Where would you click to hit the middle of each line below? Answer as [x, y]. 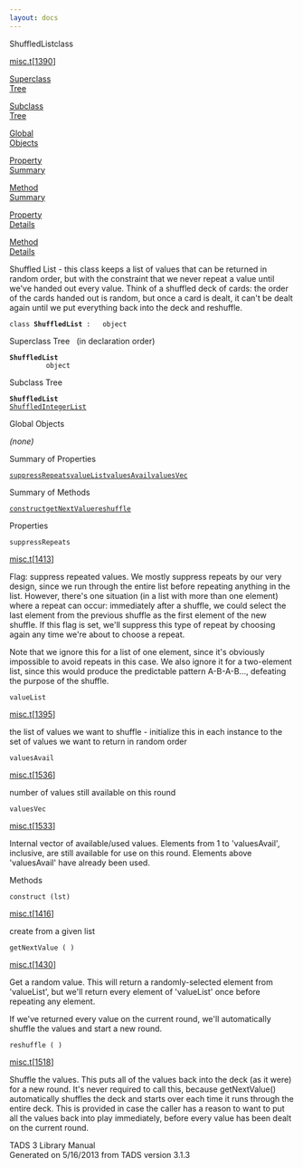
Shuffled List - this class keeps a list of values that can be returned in [138, 269]
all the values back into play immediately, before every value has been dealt [151, 1118]
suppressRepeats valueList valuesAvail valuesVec [99, 475]
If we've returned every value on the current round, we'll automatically [140, 1018]
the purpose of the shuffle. [59, 681]
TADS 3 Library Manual [52, 1145]
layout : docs [34, 18]
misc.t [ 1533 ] [33, 825]
